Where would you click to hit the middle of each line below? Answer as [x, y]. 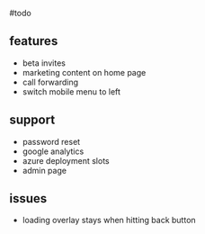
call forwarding [50, 82]
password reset [51, 141]
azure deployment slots [66, 160]
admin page [45, 170]
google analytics [53, 151]
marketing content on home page [84, 72]
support [32, 120]
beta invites [44, 63]
